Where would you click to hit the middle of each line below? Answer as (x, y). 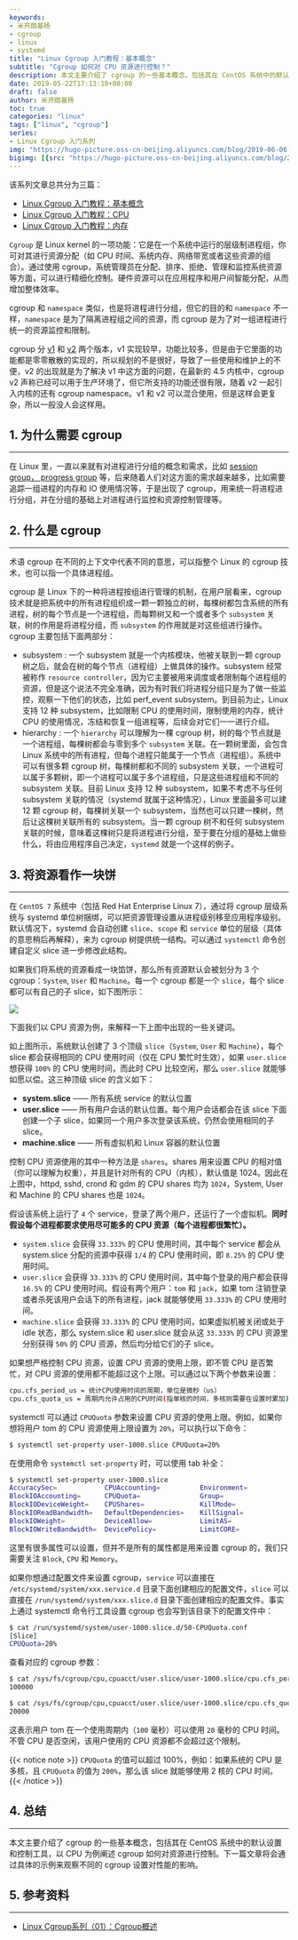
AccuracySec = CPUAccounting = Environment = (129, 1488)
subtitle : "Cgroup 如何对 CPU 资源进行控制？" (90, 68)
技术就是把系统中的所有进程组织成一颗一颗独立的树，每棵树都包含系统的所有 (149, 603)
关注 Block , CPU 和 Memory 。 (74, 1558)
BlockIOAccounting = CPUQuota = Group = (117, 1497)
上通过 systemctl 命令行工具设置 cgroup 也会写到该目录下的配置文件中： (141, 1610)
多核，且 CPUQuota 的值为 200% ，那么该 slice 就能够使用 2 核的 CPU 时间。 (143, 1770)
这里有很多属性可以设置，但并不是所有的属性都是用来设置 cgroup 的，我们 (145, 1547)
